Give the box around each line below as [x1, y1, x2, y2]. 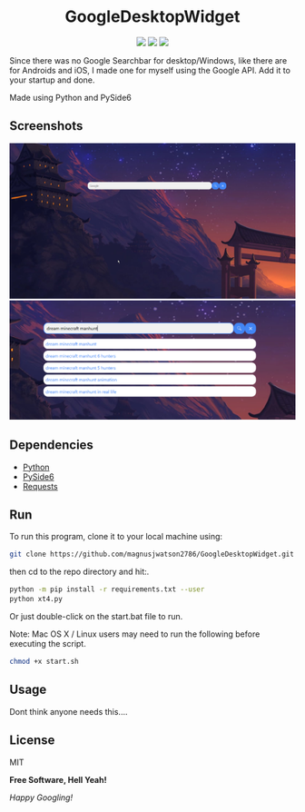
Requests [22, 480, 58, 491]
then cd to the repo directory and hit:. [9, 566, 150, 578]
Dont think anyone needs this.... [9, 706, 128, 717]
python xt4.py [9, 595, 64, 604]
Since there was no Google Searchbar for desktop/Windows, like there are [9, 54, 288, 65]
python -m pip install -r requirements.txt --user [9, 585, 205, 594]
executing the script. [9, 639, 86, 649]
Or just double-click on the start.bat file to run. [9, 611, 183, 622]
